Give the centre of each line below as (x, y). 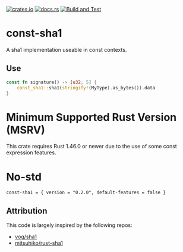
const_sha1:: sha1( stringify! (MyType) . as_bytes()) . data (86, 88)
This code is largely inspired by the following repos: (69, 225)
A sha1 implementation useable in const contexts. (67, 49)
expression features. (31, 153)
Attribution (27, 211)
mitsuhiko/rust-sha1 (39, 243)
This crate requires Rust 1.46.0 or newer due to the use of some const (91, 147)
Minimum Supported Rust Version (91, 117)
